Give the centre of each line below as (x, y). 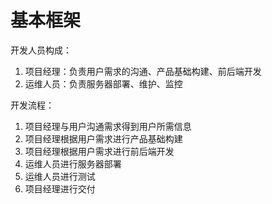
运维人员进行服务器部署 (73, 163)
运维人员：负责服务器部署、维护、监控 (103, 83)
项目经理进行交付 (60, 188)
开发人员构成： (41, 50)
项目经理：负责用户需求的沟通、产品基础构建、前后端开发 (143, 71)
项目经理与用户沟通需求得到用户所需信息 (108, 126)
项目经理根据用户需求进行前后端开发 (99, 151)
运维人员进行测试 (60, 176)
